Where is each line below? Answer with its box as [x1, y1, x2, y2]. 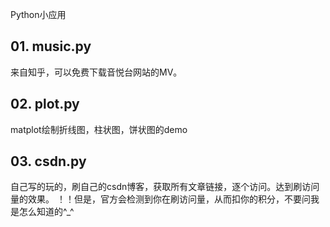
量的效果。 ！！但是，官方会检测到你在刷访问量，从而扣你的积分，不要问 [10, 193, 311, 205]
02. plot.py [10, 96, 80, 113]
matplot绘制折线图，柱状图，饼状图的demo [10, 123, 188, 135]
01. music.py [10, 38, 92, 55]
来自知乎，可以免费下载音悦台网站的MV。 [10, 66, 183, 78]
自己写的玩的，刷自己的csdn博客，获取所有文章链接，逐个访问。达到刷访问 [10, 181, 320, 193]
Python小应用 [10, 9, 67, 20]
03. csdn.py [10, 153, 87, 170]
